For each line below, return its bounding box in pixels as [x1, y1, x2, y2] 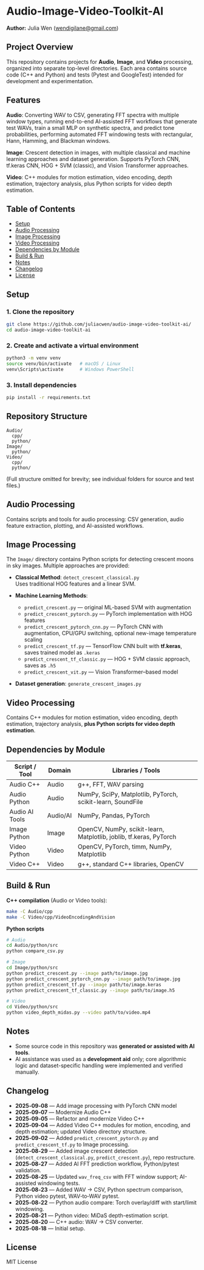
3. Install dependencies [6, 381, 77, 389]
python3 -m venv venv [6, 355, 61, 361]
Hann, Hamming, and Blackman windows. [6, 137, 110, 144]
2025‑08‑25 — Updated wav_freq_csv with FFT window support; [15, 1173, 178, 1180]
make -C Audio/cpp [6, 908, 53, 915]
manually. [15, 1068, 39, 1076]
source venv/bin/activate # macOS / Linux [6, 360, 121, 367]
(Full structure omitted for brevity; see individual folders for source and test [6, 475, 194, 482]
